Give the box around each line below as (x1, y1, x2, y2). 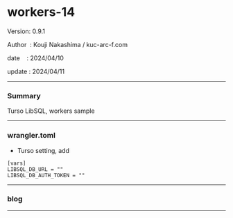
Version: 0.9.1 (7, 27, 46, 35)
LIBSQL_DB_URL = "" (7, 165, 64, 173)
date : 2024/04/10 (7, 53, 64, 62)
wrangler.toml (7, 131, 55, 140)
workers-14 (7, 4, 75, 20)
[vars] (7, 160, 26, 167)
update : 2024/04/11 (7, 67, 64, 75)
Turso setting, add (17, 146, 70, 154)
